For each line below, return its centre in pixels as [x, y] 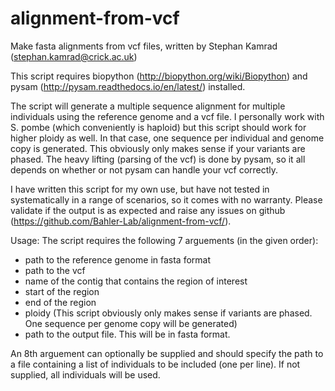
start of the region [62, 291]
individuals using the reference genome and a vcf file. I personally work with [167, 116]
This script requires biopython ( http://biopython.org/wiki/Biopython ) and [159, 76]
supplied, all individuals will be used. [85, 374]
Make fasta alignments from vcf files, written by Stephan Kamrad [144, 46]
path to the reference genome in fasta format [117, 259]
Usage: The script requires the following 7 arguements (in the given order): [164, 240]
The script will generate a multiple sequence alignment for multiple [148, 106]
